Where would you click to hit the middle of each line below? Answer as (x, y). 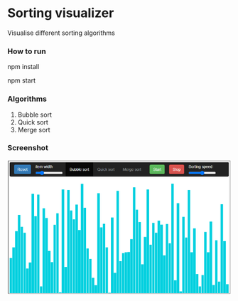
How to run (27, 51)
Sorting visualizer (61, 13)
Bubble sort (34, 115)
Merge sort (34, 130)
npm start (22, 80)
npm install (23, 67)
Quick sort (33, 122)
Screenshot (28, 148)
